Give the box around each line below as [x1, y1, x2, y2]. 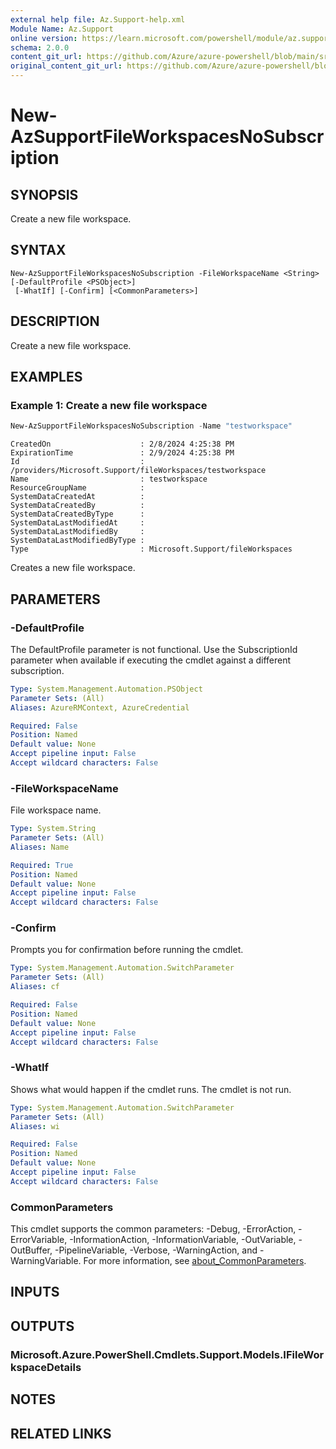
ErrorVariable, [10, 1234, 68, 1246]
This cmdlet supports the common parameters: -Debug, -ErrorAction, [10, 1223, 297, 1235]
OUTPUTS [10, 1317, 75, 1335]
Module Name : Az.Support [10, 24, 114, 34]
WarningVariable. [10, 1255, 82, 1267]
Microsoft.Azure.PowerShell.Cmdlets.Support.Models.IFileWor [10, 1347, 325, 1361]
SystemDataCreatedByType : [10, 509, 145, 520]
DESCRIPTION [10, 313, 100, 330]
